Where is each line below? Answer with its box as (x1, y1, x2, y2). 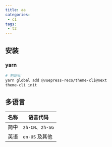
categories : (5, 12, 30, 17)
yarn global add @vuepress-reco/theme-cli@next (5, 78, 107, 83)
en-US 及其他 (23, 133, 53, 140)
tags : (5, 21, 17, 27)
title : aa (5, 7, 26, 13)
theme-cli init (5, 82, 37, 87)
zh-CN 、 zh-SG (23, 124, 54, 131)
